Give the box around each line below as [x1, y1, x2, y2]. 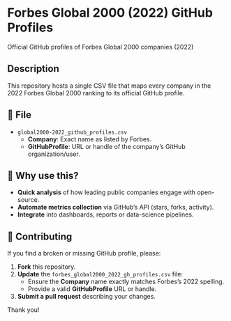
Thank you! [7, 306, 40, 314]
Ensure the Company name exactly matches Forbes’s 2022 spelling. [27, 277, 225, 286]
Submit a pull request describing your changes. [17, 292, 156, 301]
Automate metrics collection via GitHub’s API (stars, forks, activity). [17, 203, 214, 212]
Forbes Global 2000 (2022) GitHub [7, 5, 213, 21]
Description [7, 63, 59, 75]
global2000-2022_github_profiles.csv [17, 129, 128, 136]
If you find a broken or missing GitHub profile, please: [7, 249, 161, 258]
